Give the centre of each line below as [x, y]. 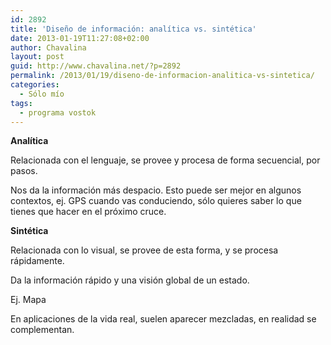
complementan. [42, 330]
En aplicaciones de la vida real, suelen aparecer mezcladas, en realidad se [163, 319]
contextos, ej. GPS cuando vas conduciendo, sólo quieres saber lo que [156, 201]
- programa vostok [58, 112]
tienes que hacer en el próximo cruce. [88, 212]
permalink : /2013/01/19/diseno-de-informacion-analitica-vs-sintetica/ [162, 76]
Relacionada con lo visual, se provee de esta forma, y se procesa [144, 250]
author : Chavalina [48, 47]
